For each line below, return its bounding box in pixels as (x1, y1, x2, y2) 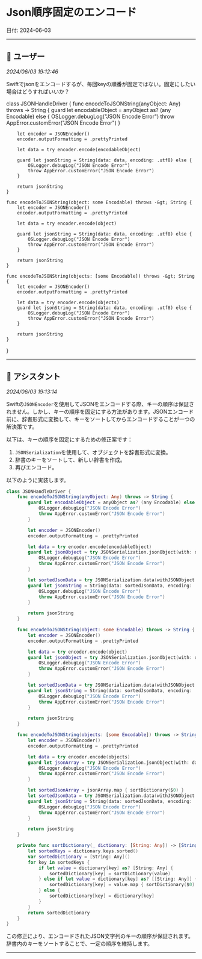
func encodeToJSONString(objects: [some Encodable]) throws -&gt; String (6, 273, 195, 279)
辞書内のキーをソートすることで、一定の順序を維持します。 (6, 940, 153, 948)
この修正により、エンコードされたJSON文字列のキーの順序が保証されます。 (6, 932, 194, 940)
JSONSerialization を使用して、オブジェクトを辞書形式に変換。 (14, 448, 171, 455)
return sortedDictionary (28, 910, 90, 916)
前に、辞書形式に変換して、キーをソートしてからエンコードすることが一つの (6, 415, 195, 422)
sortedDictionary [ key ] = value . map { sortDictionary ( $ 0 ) (49, 882, 195, 888)
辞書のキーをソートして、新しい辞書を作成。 (14, 456, 126, 463)
